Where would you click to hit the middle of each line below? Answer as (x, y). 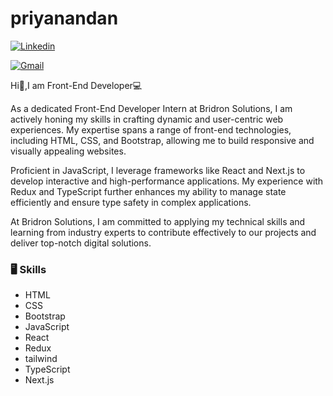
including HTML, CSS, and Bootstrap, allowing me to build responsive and (162, 140)
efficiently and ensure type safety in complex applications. (131, 202)
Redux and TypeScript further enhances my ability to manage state (148, 191)
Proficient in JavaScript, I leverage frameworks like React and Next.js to (158, 170)
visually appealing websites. (68, 151)
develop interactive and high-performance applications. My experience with (167, 181)
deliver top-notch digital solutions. (81, 243)
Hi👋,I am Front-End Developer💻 (76, 85)
